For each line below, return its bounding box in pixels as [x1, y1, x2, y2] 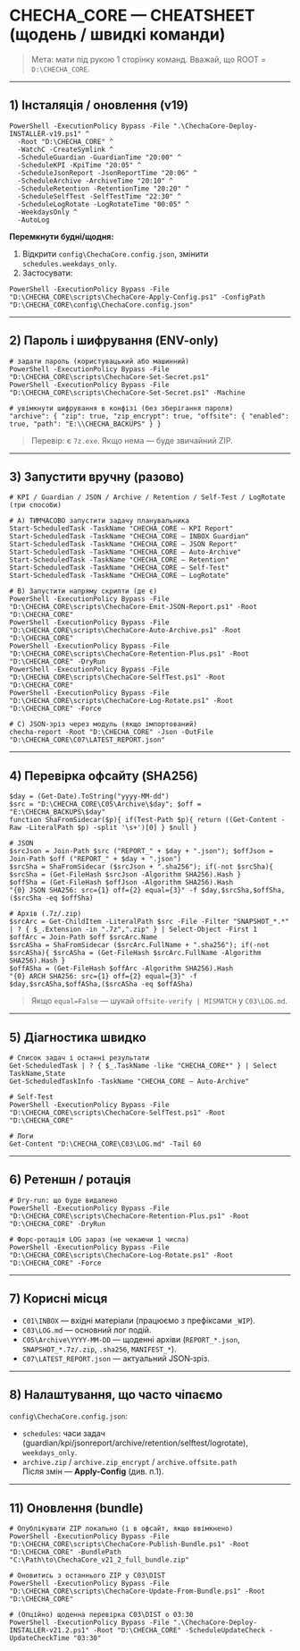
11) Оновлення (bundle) [9, 1500, 145, 1516]
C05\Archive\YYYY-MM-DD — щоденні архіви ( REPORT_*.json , [21, 1333, 240, 1344]
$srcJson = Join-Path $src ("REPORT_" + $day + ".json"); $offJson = [9, 847, 274, 856]
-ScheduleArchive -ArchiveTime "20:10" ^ [17, 176, 174, 185]
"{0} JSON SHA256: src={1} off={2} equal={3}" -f [9, 886, 198, 895]
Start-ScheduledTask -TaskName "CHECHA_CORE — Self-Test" [9, 563, 229, 572]
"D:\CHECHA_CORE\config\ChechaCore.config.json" [9, 301, 194, 309]
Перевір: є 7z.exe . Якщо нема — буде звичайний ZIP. [30, 435, 234, 445]
